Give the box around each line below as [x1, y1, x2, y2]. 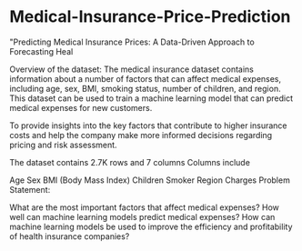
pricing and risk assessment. [9, 139, 117, 150]
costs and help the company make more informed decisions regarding [9, 129, 273, 140]
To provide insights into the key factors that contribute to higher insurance [9, 120, 287, 131]
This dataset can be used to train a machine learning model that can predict [9, 93, 294, 104]
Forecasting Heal [9, 45, 74, 56]
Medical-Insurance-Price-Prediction [9, 6, 291, 27]
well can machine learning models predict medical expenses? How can [9, 211, 276, 222]
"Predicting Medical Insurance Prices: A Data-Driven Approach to [9, 36, 255, 47]
